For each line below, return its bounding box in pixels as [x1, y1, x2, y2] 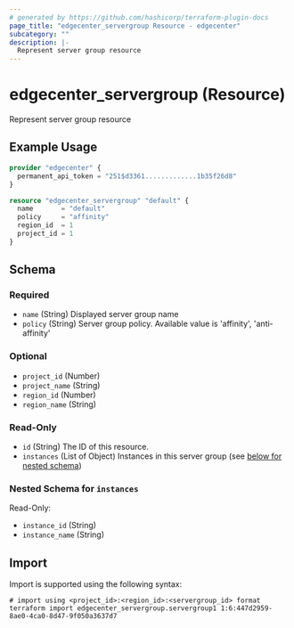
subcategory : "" [9, 29, 69, 38]
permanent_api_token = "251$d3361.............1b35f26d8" [17, 171, 238, 181]
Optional [9, 350, 47, 363]
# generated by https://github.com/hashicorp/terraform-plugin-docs [9, 12, 269, 22]
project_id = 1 [17, 229, 74, 238]
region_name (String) [21, 398, 96, 410]
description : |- [9, 37, 69, 47]
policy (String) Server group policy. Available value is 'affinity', [21, 318, 252, 330]
